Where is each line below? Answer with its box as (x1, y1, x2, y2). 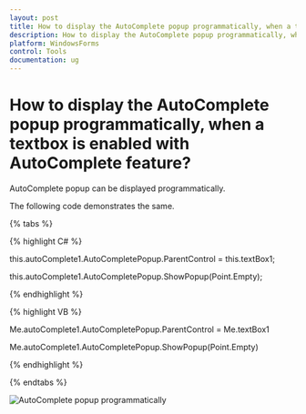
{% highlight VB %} (9, 306, 82, 317)
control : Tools (9, 47, 67, 56)
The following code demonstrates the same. (9, 200, 175, 211)
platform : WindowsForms (9, 38, 100, 48)
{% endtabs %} (9, 377, 67, 388)
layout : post (9, 13, 59, 23)
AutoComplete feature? (9, 153, 191, 174)
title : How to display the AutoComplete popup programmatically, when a (9, 22, 291, 31)
